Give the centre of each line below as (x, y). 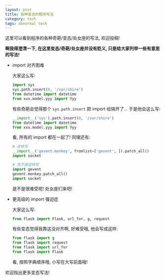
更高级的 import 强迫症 (35, 199)
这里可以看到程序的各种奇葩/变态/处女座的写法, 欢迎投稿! (63, 38)
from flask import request (40, 243)
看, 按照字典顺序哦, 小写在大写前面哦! (50, 262)
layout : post (18, 10)
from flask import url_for (40, 247)
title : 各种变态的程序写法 (30, 14)
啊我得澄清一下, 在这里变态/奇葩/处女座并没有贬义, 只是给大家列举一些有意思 (82, 49)
